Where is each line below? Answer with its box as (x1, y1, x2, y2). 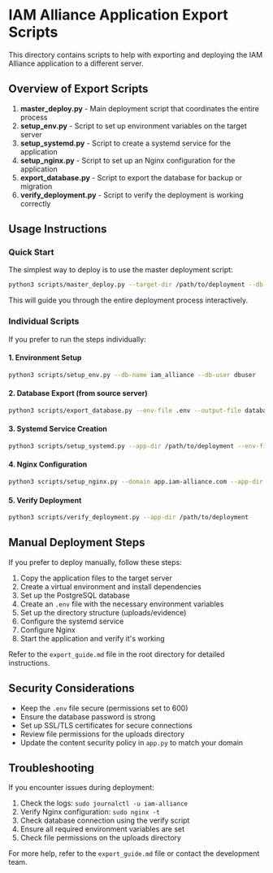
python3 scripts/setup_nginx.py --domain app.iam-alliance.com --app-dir (8, 478, 264, 486)
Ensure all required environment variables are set (19, 824, 185, 834)
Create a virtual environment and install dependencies (19, 581, 201, 591)
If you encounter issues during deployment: (8, 783, 154, 793)
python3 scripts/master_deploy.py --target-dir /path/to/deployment (8, 280, 245, 289)
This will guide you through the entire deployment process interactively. (8, 295, 249, 306)
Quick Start (8, 246, 54, 258)
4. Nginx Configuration (8, 459, 88, 469)
